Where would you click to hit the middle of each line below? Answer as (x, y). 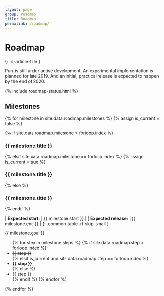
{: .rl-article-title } (23, 62)
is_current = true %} (26, 162)
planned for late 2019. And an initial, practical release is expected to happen (82, 76)
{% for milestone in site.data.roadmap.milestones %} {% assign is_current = (82, 118)
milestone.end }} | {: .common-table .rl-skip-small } (57, 223)
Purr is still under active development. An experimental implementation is (79, 71)
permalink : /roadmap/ (27, 23)
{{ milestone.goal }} (25, 233)
